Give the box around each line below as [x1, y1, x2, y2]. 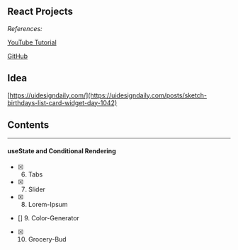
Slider [28, 185, 46, 194]
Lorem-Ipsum [28, 200, 69, 208]
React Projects [7, 6, 73, 18]
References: [7, 24, 42, 32]
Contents [7, 119, 50, 131]
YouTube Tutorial [7, 38, 57, 47]
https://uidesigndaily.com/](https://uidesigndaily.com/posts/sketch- [9, 91, 208, 100]
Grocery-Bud [28, 234, 67, 243]
